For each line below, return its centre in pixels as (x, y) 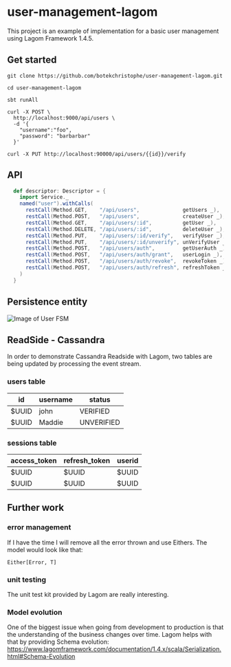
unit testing (27, 580)
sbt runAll (23, 100)
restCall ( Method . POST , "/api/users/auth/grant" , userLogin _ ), (124, 255)
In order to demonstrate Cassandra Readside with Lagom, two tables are (110, 357)
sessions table (32, 443)
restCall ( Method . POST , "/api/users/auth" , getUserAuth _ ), (127, 248)
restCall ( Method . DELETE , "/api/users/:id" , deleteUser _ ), (125, 229)
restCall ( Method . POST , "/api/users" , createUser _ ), (125, 217)
